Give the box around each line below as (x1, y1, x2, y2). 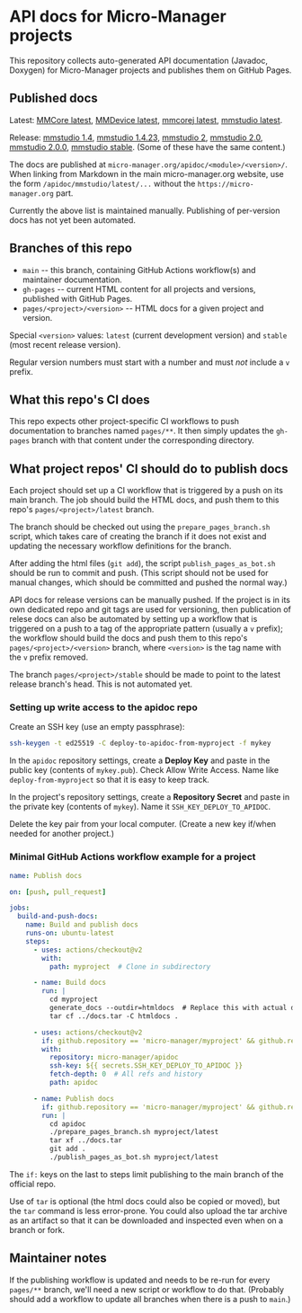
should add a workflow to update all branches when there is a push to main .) (9, 1293, 291, 1304)
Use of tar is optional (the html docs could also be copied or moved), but (9, 1195, 280, 1206)
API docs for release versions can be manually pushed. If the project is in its (9, 595, 290, 606)
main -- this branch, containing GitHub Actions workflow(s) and (22, 264, 256, 275)
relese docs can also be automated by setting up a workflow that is (9, 614, 258, 625)
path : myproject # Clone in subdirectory (49, 962, 211, 971)
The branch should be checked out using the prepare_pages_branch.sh (9, 521, 271, 532)
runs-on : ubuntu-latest (25, 928, 115, 938)
